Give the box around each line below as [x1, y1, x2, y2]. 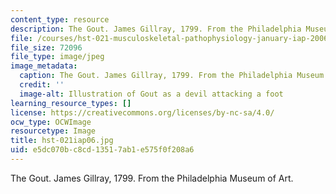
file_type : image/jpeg [10, 52, 105, 62]
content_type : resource [10, 14, 110, 25]
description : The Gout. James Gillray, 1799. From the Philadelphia [10, 24, 302, 34]
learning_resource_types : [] [10, 98, 132, 108]
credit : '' [19, 80, 65, 90]
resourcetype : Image [10, 126, 97, 136]
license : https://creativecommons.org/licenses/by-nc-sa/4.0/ [10, 107, 275, 118]
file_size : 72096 [10, 42, 83, 53]
